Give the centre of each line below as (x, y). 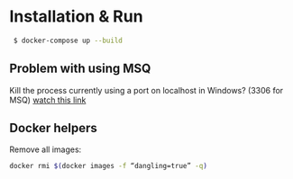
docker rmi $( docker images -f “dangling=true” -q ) (108, 166)
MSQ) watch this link (48, 100)
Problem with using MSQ (80, 69)
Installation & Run (76, 17)
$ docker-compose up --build (68, 40)
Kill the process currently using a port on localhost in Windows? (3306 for (146, 90)
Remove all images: (46, 149)
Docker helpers (53, 128)
